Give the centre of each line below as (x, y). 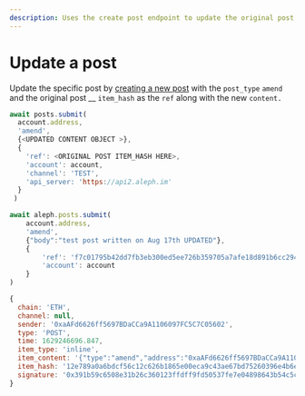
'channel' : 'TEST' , (63, 173)
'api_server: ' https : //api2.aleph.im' (99, 182)
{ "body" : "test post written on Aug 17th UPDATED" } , (125, 240)
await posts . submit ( (49, 114)
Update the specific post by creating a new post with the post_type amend (146, 88)
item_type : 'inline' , (59, 350)
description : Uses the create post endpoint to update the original (142, 18)
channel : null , (46, 316)
